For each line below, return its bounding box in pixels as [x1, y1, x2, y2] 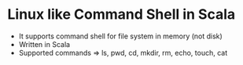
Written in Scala [18, 39, 71, 49]
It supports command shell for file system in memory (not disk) [18, 31, 223, 41]
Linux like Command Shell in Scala [7, 5, 236, 23]
